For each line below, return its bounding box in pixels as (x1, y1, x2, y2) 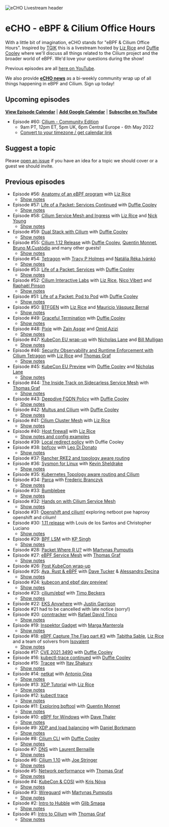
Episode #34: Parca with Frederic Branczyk (12, 477, 103, 483)
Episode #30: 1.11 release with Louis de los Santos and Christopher (12, 520, 152, 526)
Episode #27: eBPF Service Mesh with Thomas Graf (12, 552, 120, 558)
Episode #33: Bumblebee (12, 488, 66, 494)
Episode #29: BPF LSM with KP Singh (12, 536, 91, 542)
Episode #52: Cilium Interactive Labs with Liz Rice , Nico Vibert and (12, 277, 152, 284)
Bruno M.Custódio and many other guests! (12, 245, 101, 251)
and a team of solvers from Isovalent (12, 638, 90, 644)
